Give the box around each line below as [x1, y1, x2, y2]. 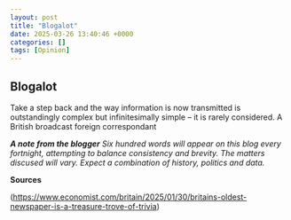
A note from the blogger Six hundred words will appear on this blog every [10, 138, 282, 149]
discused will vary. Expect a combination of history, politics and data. [10, 157, 265, 168]
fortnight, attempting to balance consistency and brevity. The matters [10, 147, 265, 158]
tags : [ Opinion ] [10, 46, 70, 55]
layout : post [10, 12, 59, 22]
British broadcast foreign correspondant [10, 121, 157, 131]
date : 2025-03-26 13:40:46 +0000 [10, 29, 134, 38]
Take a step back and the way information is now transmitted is [10, 102, 241, 113]
